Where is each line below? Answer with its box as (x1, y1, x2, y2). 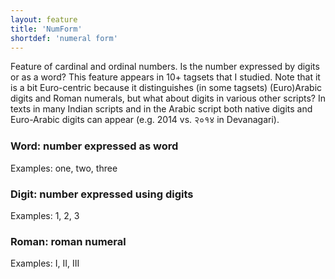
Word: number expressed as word (10, 139, 179, 153)
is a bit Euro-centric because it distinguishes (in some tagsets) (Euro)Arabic (10, 82, 323, 94)
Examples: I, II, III (10, 257, 80, 270)
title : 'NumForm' (10, 24, 83, 34)
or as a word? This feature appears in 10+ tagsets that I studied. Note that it (10, 71, 321, 83)
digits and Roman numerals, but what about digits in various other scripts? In (10, 92, 326, 105)
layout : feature (10, 14, 78, 25)
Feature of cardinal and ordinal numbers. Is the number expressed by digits (10, 61, 320, 73)
